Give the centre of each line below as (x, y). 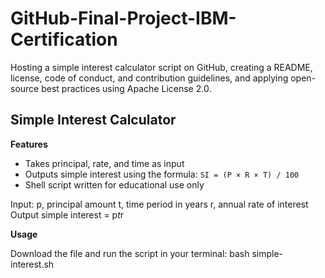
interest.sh (32, 264)
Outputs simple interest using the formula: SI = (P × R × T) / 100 (162, 174)
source (25, 88)
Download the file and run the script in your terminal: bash (130, 253)
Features (29, 144)
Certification (64, 39)
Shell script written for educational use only (114, 184)
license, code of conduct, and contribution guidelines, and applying (149, 78)
